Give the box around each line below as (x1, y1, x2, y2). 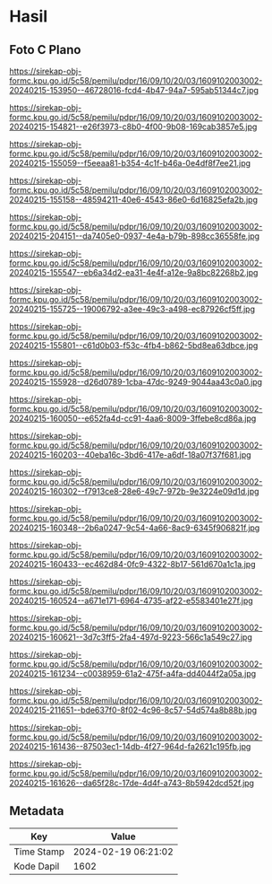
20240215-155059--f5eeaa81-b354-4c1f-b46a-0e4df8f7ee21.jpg (9, 158, 251, 168)
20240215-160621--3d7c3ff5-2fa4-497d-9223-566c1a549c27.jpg (9, 632, 252, 643)
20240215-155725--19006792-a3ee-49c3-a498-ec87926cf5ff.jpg (9, 303, 256, 314)
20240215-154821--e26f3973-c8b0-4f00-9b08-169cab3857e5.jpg (9, 121, 258, 132)
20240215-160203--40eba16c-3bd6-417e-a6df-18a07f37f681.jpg (9, 450, 252, 460)
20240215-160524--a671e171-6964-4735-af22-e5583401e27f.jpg (9, 595, 253, 606)
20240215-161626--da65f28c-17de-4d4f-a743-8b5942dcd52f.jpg (9, 778, 255, 788)
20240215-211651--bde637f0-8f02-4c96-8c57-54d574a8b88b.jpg (9, 705, 258, 715)
